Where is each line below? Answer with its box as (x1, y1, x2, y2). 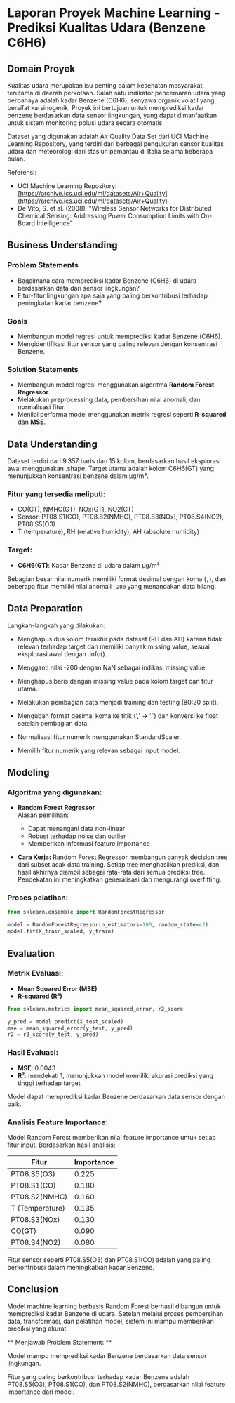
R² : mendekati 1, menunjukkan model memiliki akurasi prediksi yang (17, 1071, 214, 1079)
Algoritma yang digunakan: (7, 787, 102, 797)
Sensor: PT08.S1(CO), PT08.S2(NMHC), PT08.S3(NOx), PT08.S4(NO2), (17, 512, 224, 521)
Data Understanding (7, 438, 98, 450)
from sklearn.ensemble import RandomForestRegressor (7, 909, 165, 916)
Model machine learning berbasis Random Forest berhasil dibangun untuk (7, 1302, 221, 1310)
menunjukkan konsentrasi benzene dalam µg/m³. (7, 472, 149, 480)
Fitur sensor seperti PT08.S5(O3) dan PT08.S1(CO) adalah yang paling (7, 1255, 211, 1264)
